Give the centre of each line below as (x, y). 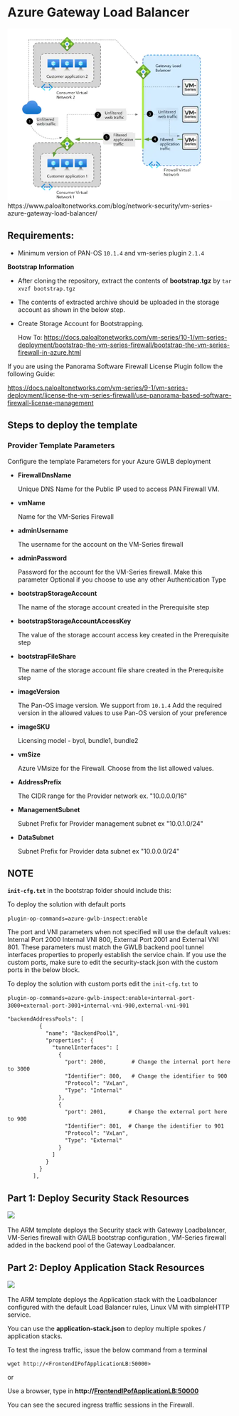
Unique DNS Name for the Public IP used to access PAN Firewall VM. (118, 489)
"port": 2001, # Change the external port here (146, 1112)
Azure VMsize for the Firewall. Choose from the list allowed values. (116, 768)
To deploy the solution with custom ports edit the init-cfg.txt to (103, 984)
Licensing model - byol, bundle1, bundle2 (78, 740)
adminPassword (42, 558)
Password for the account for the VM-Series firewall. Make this (110, 572)
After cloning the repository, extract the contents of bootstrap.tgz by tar (124, 280)
